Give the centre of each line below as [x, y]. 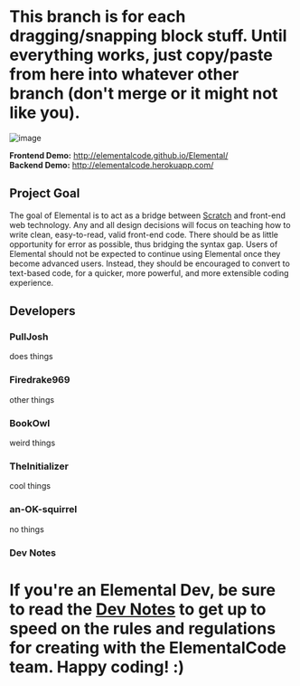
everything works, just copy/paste [141, 55]
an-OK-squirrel [43, 510]
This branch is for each [98, 17]
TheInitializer [39, 466]
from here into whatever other [124, 75]
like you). [45, 113]
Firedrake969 [40, 380]
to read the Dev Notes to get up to [138, 609]
